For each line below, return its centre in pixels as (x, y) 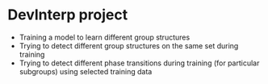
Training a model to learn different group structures (105, 37)
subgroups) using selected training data (86, 71)
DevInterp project (68, 15)
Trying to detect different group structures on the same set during (129, 45)
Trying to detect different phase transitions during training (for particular (139, 63)
